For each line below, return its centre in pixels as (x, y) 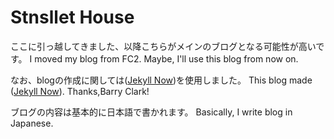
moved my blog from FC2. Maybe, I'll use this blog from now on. (166, 58)
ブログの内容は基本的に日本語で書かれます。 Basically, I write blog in (151, 112)
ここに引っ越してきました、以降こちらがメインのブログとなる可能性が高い (163, 46)
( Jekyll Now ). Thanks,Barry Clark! (80, 91)
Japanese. (32, 123)
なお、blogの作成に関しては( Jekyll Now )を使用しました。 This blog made (161, 80)
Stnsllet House (72, 17)
